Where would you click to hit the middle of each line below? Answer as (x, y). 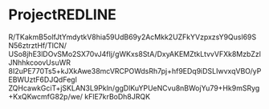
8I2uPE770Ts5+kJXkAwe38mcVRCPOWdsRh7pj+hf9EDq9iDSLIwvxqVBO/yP (135, 71)
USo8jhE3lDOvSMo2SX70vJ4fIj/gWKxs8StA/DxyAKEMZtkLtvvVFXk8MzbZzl (134, 54)
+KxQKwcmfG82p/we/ (45, 96)
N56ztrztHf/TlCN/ (37, 45)
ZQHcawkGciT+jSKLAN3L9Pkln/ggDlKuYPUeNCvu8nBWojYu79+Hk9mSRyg (134, 88)
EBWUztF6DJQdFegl (43, 79)
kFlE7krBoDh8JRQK (117, 96)
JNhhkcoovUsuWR (39, 63)
